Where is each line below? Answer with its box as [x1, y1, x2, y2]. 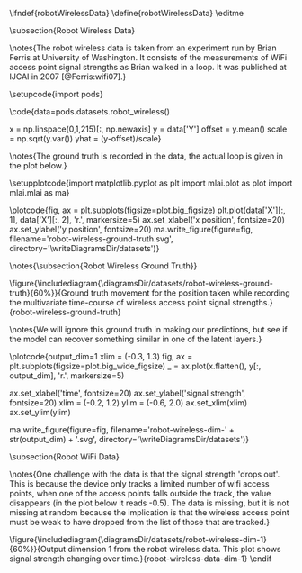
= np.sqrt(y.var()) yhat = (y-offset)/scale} [9, 133, 162, 143]
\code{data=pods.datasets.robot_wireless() [9, 106, 171, 116]
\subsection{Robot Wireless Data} [9, 25, 136, 35]
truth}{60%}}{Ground [9, 287, 90, 298]
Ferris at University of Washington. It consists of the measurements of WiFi [9, 52, 288, 62]
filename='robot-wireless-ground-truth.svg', [9, 233, 173, 244]
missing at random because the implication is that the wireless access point [9, 507, 289, 517]
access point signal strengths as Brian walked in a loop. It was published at [9, 62, 288, 72]
